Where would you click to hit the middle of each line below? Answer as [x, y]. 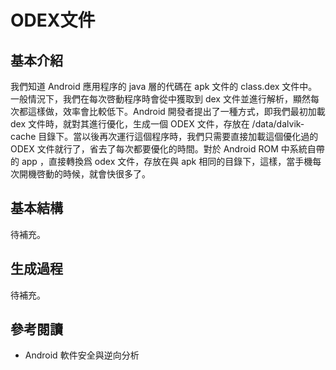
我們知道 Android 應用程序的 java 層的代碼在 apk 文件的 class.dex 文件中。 [164, 86]
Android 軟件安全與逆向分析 [82, 355]
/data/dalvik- [278, 124]
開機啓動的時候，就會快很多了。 [84, 174]
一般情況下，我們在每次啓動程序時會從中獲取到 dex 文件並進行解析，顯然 [160, 99]
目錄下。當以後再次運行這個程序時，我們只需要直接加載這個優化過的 [178, 136]
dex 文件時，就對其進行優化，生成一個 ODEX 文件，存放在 [130, 124]
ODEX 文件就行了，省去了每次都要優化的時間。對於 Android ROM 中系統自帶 [167, 149]
